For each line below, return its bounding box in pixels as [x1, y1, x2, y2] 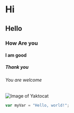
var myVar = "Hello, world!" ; [5, 103, 70, 108]
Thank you [5, 64, 29, 70]
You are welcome [5, 77, 42, 83]
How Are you [5, 40, 38, 47]
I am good [5, 52, 27, 59]
